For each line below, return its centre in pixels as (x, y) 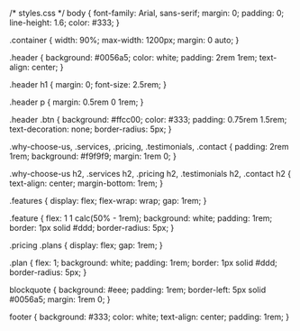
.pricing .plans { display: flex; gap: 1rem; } (86, 245)
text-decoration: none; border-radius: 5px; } (91, 129)
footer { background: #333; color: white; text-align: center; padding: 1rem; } (150, 317)
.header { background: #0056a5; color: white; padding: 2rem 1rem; (133, 57)
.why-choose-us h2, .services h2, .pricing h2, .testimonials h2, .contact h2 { (150, 174)
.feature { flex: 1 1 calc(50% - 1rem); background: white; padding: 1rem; (141, 218)
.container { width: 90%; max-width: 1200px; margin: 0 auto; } (124, 40)
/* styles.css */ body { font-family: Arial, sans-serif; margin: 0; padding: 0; (147, 13)
